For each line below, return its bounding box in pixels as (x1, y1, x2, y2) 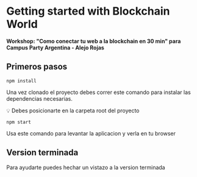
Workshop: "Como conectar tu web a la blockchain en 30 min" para (6, 37, 181, 45)
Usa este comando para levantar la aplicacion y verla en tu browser (6, 129, 176, 137)
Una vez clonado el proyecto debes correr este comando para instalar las (6, 88, 191, 96)
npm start (6, 119, 32, 125)
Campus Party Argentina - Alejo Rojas (6, 44, 105, 51)
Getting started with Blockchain (6, 4, 170, 18)
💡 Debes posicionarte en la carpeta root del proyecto (6, 107, 140, 114)
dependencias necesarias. (6, 95, 73, 102)
